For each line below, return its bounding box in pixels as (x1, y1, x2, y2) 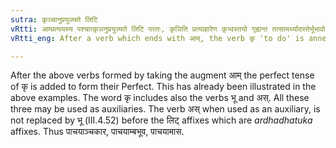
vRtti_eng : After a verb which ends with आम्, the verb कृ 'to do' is (10, 33, 305, 43)
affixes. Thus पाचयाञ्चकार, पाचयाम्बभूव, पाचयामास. (10, 126, 185, 138)
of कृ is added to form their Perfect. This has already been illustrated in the (10, 81, 317, 93)
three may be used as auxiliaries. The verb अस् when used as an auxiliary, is (10, 103, 321, 115)
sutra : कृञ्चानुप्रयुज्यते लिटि (10, 14, 98, 25)
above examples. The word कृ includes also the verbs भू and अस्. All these (10, 92, 310, 104)
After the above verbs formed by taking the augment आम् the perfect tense (10, 69, 315, 81)
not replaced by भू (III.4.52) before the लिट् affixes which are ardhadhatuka (10, 114, 313, 126)
